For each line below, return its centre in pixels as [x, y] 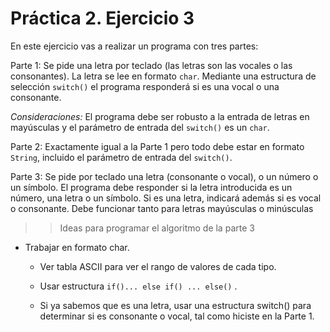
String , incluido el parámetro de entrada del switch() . [121, 157]
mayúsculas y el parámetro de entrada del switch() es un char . [140, 127]
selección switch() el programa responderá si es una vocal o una [145, 86]
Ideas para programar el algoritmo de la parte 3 [157, 228]
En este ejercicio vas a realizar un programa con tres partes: [134, 46]
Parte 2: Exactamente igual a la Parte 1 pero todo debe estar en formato [157, 146]
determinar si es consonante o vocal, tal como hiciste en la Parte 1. [177, 316]
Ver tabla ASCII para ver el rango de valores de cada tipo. [158, 266]
